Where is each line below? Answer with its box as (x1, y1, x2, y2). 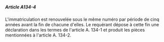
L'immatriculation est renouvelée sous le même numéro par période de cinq (5, 16, 160, 22)
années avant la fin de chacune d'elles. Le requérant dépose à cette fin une (5, 21, 160, 27)
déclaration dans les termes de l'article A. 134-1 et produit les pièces (5, 27, 145, 33)
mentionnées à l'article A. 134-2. (5, 32, 72, 38)
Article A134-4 (5, 4, 36, 10)
